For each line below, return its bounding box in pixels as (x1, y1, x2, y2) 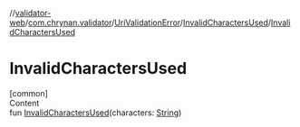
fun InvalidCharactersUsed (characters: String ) (9, 107, 182, 118)
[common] (9, 87, 48, 98)
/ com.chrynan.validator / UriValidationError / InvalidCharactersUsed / (24, 17, 272, 28)
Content (9, 97, 40, 108)
